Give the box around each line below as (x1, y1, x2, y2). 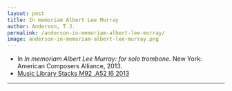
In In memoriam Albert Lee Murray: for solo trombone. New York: (17, 54, 202, 63)
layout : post (7, 10, 45, 17)
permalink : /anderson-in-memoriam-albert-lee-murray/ (7, 29, 166, 37)
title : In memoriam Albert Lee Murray (7, 17, 119, 23)
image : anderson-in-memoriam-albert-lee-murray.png (7, 36, 159, 43)
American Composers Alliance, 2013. (17, 62, 123, 70)
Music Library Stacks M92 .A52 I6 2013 (17, 70, 130, 78)
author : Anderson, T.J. (7, 23, 76, 30)
